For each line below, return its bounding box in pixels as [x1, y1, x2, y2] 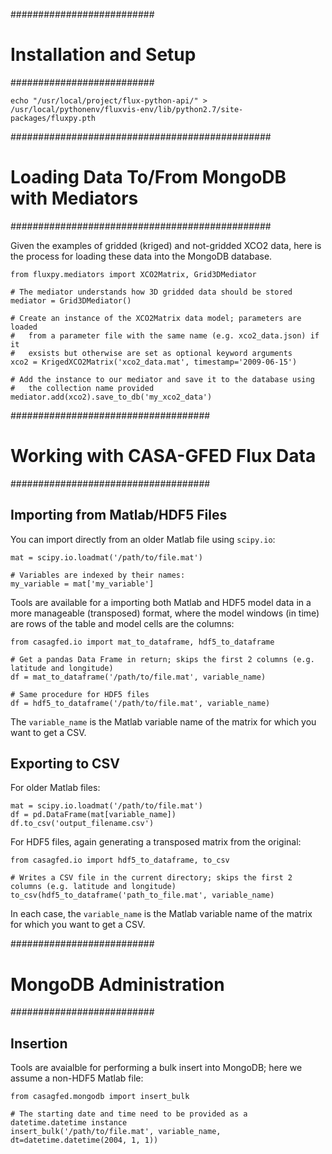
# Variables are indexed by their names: [10, 570, 186, 580]
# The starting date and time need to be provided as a [10, 1109, 248, 1119]
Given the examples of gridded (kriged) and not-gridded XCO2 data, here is [10, 239, 322, 251]
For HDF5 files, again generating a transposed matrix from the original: [10, 836, 302, 848]
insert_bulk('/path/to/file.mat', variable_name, [10, 1127, 222, 1137]
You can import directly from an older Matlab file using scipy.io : [10, 533, 276, 545]
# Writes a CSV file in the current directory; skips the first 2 [10, 873, 293, 883]
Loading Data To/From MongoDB [10, 166, 287, 189]
